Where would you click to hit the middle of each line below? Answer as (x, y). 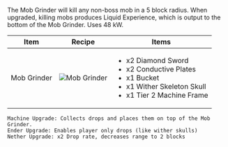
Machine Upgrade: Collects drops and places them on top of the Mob (109, 119)
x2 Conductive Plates (161, 69)
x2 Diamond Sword (157, 60)
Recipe (83, 42)
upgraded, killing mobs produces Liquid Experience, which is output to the (114, 17)
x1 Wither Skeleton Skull (166, 86)
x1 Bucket (143, 78)
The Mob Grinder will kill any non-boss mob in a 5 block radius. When (107, 10)
